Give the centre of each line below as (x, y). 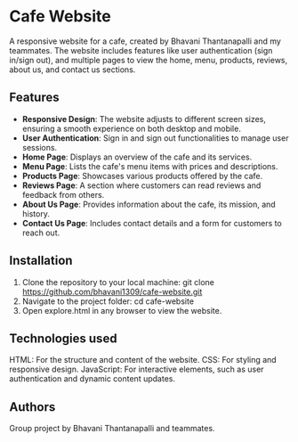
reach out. (41, 233)
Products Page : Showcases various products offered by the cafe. (142, 176)
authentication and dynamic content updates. (93, 379)
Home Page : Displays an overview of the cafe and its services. (137, 157)
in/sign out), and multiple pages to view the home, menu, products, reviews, (149, 60)
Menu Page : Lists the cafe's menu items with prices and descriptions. (150, 166)
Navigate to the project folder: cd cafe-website (108, 301)
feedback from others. (63, 194)
